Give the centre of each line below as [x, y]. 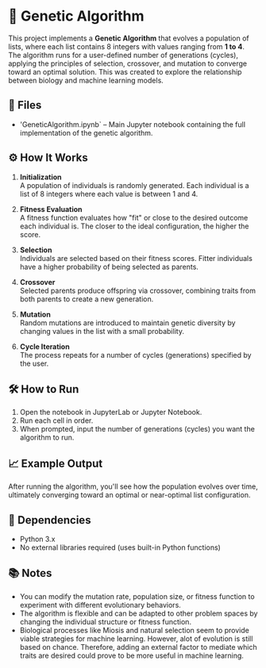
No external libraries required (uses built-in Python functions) [120, 547]
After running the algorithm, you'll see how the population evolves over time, [133, 486]
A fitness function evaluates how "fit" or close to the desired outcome [134, 217]
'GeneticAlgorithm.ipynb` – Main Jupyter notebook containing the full [133, 124]
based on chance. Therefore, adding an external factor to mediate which [139, 647]
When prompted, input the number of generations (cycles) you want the [137, 429]
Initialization [40, 177]
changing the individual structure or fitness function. [106, 621]
